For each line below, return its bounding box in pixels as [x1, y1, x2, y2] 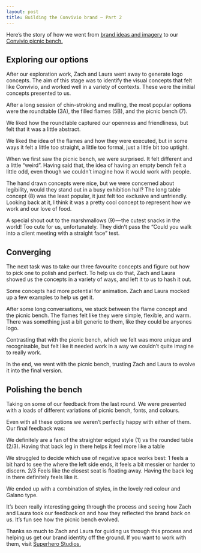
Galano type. [6, 491, 38, 498]
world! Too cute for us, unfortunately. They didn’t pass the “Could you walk [6, 223, 192, 231]
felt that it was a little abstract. [6, 125, 81, 133]
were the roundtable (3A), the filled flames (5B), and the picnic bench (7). [6, 107, 188, 115]
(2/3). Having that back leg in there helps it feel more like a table [6, 443, 165, 450]
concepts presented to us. [6, 89, 71, 97]
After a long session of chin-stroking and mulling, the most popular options [6, 101, 192, 109]
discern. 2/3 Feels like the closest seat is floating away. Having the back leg [6, 467, 194, 474]
